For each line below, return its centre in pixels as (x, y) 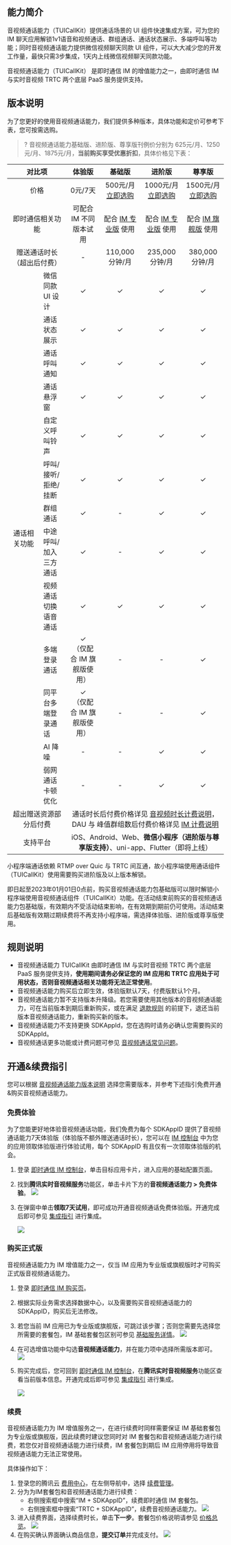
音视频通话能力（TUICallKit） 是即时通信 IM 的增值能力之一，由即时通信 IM (113, 70)
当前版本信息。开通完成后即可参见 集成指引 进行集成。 (100, 1379)
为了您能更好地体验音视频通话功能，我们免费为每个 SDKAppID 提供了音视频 (114, 1129)
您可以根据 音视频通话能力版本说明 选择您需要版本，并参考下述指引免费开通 (114, 1085)
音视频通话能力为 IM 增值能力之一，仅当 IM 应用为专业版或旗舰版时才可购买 (114, 1265)
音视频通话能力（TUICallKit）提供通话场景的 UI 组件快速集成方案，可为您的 (113, 30)
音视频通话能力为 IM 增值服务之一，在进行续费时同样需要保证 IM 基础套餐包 (114, 1428)
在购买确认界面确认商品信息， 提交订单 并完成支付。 (89, 1535)
